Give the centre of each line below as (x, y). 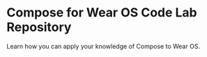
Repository (39, 27)
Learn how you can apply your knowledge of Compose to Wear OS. (103, 46)
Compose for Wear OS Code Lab (102, 13)
